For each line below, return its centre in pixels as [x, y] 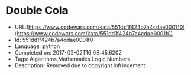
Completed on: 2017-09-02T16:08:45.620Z [68, 52]
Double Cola [37, 10]
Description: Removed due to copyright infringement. [81, 65]
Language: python [37, 46]
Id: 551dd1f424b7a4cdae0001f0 [54, 40]
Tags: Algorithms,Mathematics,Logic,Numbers [72, 59]
